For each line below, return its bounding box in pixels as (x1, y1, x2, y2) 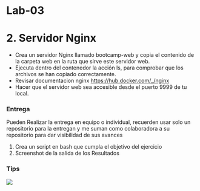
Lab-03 (6, 4, 44, 18)
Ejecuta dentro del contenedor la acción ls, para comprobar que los (15, 64, 184, 71)
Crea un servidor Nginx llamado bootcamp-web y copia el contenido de (15, 51, 195, 59)
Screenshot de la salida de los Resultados (15, 149, 120, 157)
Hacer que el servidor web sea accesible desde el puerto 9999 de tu (15, 83, 187, 91)
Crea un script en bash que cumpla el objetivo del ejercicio (15, 143, 162, 151)
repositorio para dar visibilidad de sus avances (6, 131, 123, 139)
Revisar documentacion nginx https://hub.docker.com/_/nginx (15, 77, 170, 85)
